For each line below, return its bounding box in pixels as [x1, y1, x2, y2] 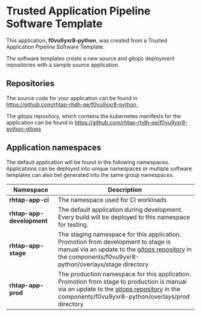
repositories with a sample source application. [6, 61, 120, 68]
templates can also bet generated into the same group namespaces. [6, 171, 175, 178]
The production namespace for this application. [57, 270, 191, 278]
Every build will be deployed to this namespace [57, 213, 190, 221]
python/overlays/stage [57, 260, 122, 268]
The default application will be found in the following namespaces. [6, 158, 170, 165]
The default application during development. [57, 205, 183, 213]
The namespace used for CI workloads [57, 195, 167, 204]
